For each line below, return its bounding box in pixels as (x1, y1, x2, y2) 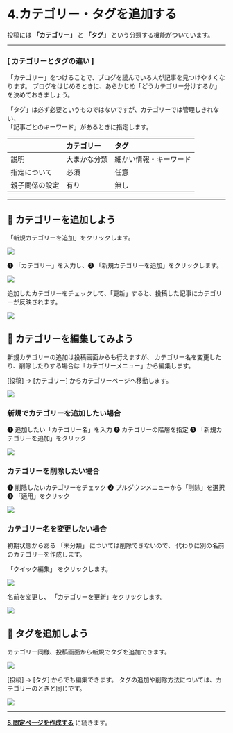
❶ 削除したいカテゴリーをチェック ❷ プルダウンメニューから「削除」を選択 (7, 484, 225, 492)
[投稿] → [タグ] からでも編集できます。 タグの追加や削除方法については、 (7, 675, 216, 684)
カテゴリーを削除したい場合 (7, 466, 100, 476)
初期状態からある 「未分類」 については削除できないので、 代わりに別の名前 (7, 541, 225, 550)
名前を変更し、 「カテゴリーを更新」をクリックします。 (7, 592, 166, 601)
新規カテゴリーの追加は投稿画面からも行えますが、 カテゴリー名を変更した (7, 352, 222, 361)
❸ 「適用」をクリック (7, 492, 70, 500)
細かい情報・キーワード (114, 154, 192, 164)
